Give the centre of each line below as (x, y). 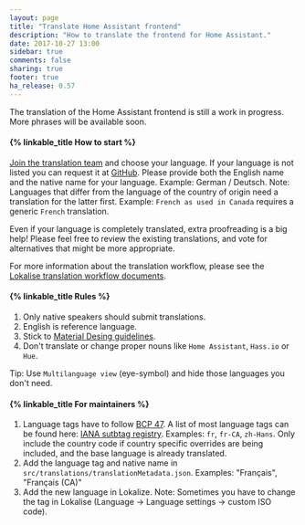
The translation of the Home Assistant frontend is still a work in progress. (147, 111)
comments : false (40, 60)
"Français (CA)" (52, 483)
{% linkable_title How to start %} (73, 142)
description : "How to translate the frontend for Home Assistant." (141, 35)
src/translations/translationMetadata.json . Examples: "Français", (150, 473)
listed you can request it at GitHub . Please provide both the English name (147, 172)
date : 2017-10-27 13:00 (55, 43)
